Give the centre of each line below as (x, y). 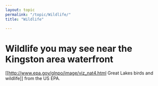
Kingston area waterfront (59, 59)
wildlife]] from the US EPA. (33, 78)
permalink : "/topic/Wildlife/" (38, 15)
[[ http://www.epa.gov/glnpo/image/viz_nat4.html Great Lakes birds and (79, 73)
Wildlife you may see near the (69, 49)
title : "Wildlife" (24, 19)
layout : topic (20, 10)
